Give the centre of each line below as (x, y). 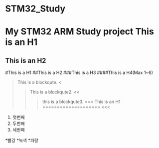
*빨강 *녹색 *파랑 (22, 140)
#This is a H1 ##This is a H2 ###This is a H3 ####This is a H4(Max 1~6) (79, 72)
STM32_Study (35, 9)
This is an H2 (26, 60)
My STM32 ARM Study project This (80, 32)
